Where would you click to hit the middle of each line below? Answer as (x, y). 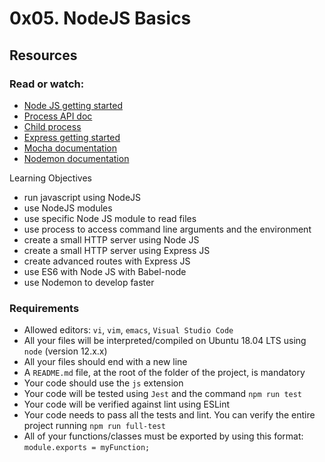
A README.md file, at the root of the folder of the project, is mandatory (164, 373)
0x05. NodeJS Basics (100, 18)
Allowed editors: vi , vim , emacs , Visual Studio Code (128, 330)
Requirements (44, 308)
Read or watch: (47, 84)
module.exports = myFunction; (87, 448)
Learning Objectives (50, 178)
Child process (52, 126)
